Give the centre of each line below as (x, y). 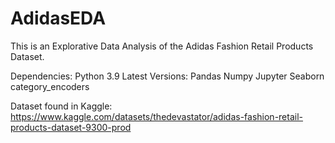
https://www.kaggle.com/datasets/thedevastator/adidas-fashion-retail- (157, 116)
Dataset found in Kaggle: (61, 106)
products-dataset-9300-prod (71, 127)
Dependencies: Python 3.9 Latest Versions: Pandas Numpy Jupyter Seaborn (167, 76)
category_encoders (50, 86)
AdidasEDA (58, 18)
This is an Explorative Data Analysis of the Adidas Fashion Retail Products (162, 46)
